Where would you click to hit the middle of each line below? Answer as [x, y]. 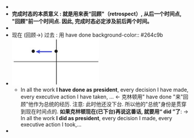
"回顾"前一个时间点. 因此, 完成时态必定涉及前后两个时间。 [82, 21]
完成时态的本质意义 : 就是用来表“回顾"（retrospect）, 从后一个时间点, [96, 14]
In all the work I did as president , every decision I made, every [96, 118]
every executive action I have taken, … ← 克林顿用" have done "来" [102, 97]
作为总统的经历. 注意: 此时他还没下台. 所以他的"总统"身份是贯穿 [110, 104]
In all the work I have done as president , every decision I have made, [104, 90]
